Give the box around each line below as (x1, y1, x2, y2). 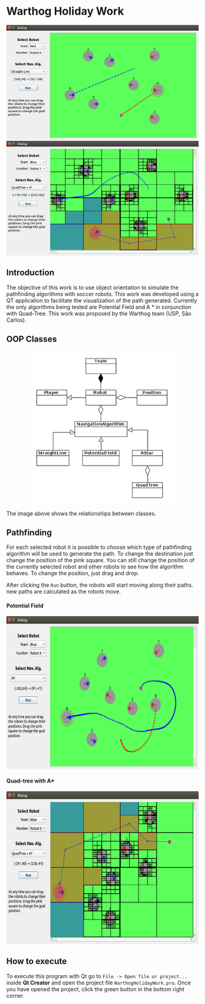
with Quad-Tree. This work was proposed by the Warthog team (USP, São (6, 310, 192, 317)
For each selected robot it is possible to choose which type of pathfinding (6, 543, 192, 551)
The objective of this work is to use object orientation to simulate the (6, 283, 179, 291)
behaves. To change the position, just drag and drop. (6, 570, 139, 577)
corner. (6, 992, 24, 999)
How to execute (6, 956, 67, 967)
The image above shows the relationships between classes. (6, 510, 157, 517)
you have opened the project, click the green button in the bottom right (6, 985, 185, 992)
